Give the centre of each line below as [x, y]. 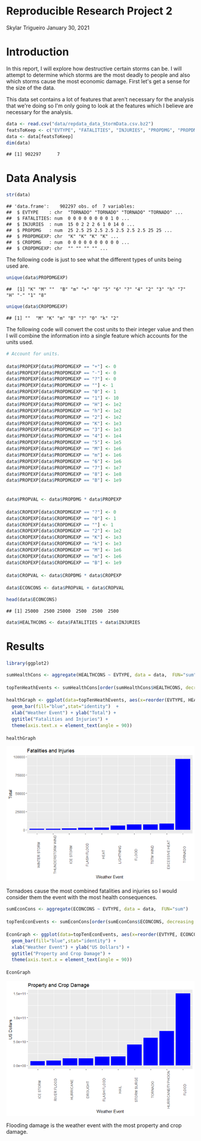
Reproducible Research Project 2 [89, 11]
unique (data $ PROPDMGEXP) [37, 278]
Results [25, 647]
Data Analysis [42, 178]
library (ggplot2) [28, 663]
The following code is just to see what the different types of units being [94, 260]
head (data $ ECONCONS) [32, 600]
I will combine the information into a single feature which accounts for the [97, 336]
